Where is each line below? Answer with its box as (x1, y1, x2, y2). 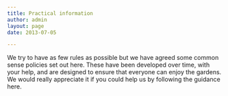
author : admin (7, 16, 48, 23)
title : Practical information (7, 10, 94, 17)
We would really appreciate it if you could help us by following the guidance (7, 76, 220, 84)
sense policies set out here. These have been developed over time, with (7, 61, 210, 69)
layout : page (7, 22, 45, 29)
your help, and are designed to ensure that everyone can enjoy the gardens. (7, 68, 222, 76)
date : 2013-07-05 (7, 29, 57, 36)
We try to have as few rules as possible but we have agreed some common (7, 54, 219, 62)
